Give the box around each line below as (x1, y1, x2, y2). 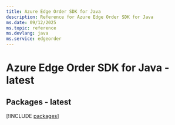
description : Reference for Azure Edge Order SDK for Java (6, 14, 154, 20)
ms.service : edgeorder (6, 36, 62, 42)
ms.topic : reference (6, 25, 57, 31)
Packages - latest (6, 97, 72, 107)
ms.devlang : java (6, 31, 49, 36)
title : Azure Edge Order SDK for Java (6, 8, 101, 15)
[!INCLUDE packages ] (6, 113, 59, 119)
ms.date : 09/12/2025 (6, 19, 57, 25)
